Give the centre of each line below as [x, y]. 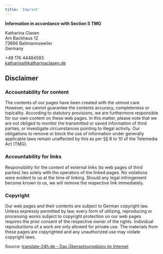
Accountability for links [33, 157]
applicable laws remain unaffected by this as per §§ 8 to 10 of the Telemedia [81, 139]
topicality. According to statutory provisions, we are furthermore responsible [82, 113]
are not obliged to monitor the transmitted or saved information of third [76, 123]
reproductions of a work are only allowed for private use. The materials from [81, 226]
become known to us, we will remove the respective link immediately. [74, 182]
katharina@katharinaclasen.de [36, 63]
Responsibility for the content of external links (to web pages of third [74, 167]
